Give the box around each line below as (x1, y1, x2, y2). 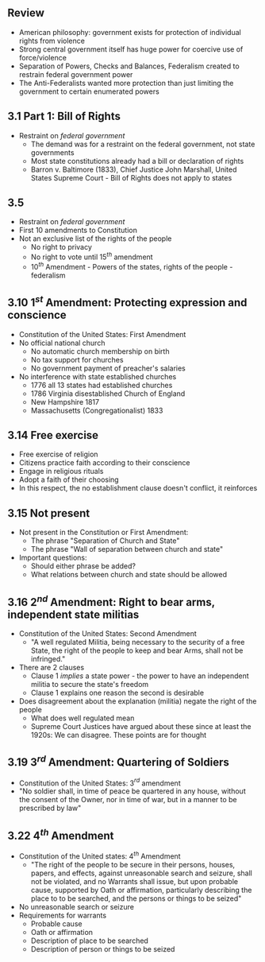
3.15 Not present (7, 506, 90, 520)
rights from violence (18, 36, 85, 45)
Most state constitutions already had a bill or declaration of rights (30, 156, 244, 165)
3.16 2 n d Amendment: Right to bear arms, (7, 592, 215, 609)
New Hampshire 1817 (30, 397, 100, 406)
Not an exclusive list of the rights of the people (18, 234, 172, 243)
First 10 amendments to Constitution (18, 226, 138, 235)
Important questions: (18, 553, 88, 563)
